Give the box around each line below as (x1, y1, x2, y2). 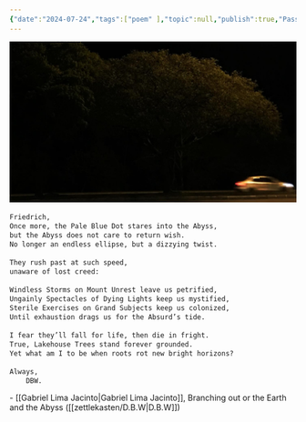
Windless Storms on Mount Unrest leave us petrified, (9, 285, 219, 295)
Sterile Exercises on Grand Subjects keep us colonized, (9, 303, 230, 313)
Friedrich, (9, 212, 51, 222)
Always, (9, 367, 39, 377)
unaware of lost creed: (9, 266, 100, 276)
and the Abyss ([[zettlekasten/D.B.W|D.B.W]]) (9, 401, 180, 413)
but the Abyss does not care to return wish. (9, 230, 185, 240)
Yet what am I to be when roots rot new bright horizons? (9, 348, 234, 358)
